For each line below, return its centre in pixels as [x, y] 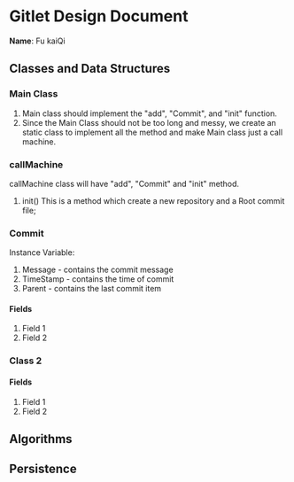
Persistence [43, 469]
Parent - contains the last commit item [92, 289]
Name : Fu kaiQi [37, 41]
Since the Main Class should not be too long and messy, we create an [149, 122]
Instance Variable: [42, 253]
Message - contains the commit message [98, 270]
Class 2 [26, 361]
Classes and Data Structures [90, 69]
